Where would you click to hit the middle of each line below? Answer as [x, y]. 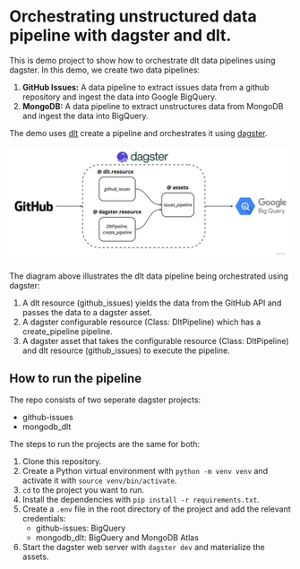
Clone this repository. [62, 461]
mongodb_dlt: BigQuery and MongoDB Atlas [117, 538]
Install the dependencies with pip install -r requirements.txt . [141, 500]
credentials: [44, 519]
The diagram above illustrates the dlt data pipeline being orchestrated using [149, 276]
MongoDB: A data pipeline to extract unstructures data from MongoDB [153, 106]
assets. [35, 556]
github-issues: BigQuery [81, 528]
